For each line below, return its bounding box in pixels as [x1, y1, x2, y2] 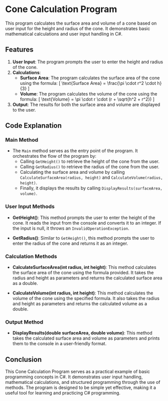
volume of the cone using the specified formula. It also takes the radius [12, 295, 159, 302]
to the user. [12, 107, 36, 113]
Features [5, 45, 34, 54]
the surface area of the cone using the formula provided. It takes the [12, 270, 154, 276]
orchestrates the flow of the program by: [12, 153, 97, 159]
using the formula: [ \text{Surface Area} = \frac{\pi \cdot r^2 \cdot [20, 80, 156, 86]
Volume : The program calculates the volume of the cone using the [20, 90, 157, 96]
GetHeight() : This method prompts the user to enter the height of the [12, 215, 155, 221]
